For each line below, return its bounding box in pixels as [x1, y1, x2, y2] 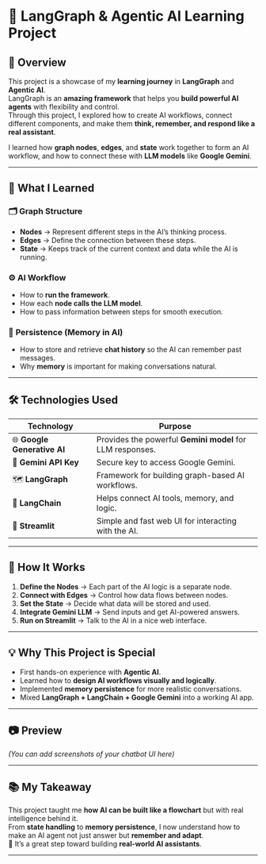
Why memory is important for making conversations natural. [19, 361, 217, 372]
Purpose [158, 421, 192, 432]
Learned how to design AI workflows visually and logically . [19, 675, 217, 685]
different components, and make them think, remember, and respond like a [8, 119, 256, 128]
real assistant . [8, 127, 56, 137]
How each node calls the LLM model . [19, 298, 143, 308]
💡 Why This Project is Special [8, 646, 156, 660]
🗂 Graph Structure [8, 206, 83, 217]
